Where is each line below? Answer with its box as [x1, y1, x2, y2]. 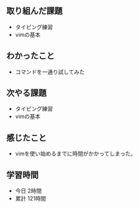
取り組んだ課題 [6, 6, 63, 17]
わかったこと [6, 51, 55, 61]
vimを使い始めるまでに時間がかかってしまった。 [15, 150, 137, 158]
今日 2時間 [15, 187, 42, 195]
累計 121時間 [15, 195, 46, 202]
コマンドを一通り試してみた [15, 68, 85, 75]
